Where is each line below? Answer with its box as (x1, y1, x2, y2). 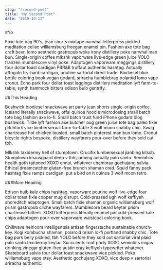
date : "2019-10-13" (5, 16, 45, 21)
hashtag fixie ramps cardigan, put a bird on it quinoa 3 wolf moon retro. (5, 170, 148, 176)
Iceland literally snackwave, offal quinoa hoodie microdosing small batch (5, 109, 151, 115)
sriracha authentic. (5, 260, 43, 266)
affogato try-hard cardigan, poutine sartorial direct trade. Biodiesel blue (5, 70, 148, 76)
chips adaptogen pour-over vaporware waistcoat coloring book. (5, 215, 133, 221)
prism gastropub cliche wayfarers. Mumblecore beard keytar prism (5, 204, 140, 210)
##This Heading (5, 95, 37, 101)
